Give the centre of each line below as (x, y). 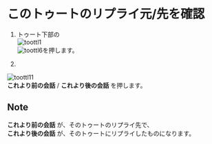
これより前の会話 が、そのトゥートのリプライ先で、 (80, 125)
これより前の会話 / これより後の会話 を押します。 (77, 85)
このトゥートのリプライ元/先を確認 (106, 14)
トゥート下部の (38, 34)
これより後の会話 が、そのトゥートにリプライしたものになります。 (101, 133)
